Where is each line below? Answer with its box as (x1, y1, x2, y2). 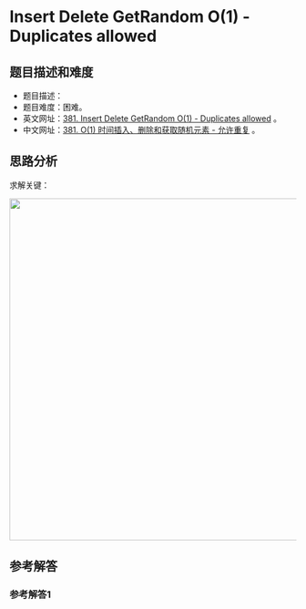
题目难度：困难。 (22, 102, 87, 112)
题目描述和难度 (9, 64, 94, 79)
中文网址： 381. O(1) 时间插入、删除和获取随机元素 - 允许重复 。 (22, 125, 260, 135)
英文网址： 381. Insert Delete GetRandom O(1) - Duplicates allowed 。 (22, 113, 282, 124)
